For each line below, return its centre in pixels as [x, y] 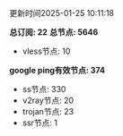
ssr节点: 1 [40, 123]
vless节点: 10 [46, 51]
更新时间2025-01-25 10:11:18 [62, 13]
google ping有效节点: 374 [57, 70]
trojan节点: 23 [48, 111]
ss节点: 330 [44, 89]
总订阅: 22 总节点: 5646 [54, 32]
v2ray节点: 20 [48, 100]
